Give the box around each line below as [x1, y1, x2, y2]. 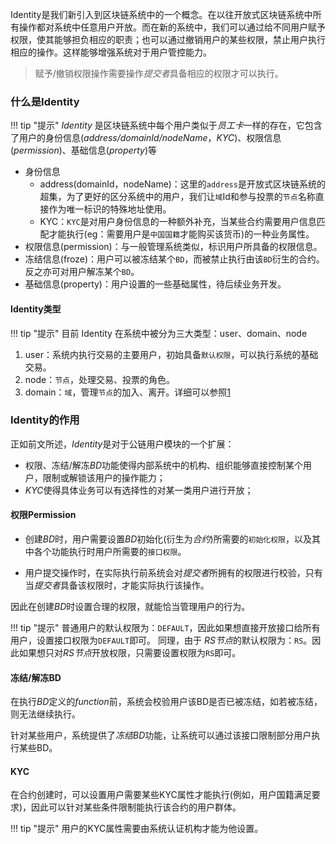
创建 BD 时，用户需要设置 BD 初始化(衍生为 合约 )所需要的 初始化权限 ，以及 [24, 533, 313, 545]
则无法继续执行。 [10, 708, 81, 720]
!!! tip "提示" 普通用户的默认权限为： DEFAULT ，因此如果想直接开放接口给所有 [10, 622, 321, 633]
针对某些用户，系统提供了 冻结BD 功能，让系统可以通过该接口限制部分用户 [10, 729, 312, 742]
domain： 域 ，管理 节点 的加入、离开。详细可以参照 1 [24, 386, 231, 398]
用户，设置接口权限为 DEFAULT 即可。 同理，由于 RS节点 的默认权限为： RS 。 [10, 634, 313, 646]
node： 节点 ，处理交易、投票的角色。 [24, 373, 175, 385]
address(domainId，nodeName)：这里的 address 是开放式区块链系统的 [39, 178, 326, 190]
